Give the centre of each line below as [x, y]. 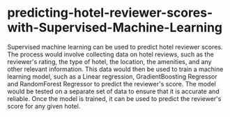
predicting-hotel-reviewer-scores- [110, 13]
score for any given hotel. [44, 106]
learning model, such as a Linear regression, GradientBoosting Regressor [112, 76]
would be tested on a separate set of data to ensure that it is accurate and [113, 91]
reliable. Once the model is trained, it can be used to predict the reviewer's [114, 98]
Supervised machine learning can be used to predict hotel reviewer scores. [115, 47]
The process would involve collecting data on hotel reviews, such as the [110, 54]
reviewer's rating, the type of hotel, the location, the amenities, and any [109, 61]
